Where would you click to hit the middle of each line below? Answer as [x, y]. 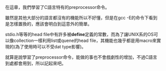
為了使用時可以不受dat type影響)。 [51, 47]
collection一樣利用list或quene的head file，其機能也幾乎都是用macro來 [85, 40]
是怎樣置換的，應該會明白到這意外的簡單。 [49, 24]
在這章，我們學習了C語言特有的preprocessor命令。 [57, 7]
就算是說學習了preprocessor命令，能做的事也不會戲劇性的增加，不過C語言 [81, 57]
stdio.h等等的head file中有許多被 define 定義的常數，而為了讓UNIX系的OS [80, 34]
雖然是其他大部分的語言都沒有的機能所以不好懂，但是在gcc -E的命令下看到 [81, 18]
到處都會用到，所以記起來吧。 [35, 63]
